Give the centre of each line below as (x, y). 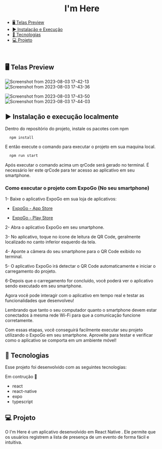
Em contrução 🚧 (21, 377)
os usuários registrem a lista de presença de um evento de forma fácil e (77, 437)
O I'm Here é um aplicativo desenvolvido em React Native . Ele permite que (81, 432)
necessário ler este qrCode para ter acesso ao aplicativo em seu (70, 170)
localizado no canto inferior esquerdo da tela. (51, 242)
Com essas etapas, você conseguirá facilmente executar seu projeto (74, 330)
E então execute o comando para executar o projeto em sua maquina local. (80, 147)
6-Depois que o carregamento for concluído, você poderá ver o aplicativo (79, 280)
